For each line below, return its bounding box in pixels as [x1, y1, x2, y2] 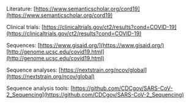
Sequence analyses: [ [6, 66, 61, 74]
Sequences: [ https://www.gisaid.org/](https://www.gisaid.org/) [6, 42, 164, 49]
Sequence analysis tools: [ [6, 85, 73, 92]
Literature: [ [6, 5, 36, 12]
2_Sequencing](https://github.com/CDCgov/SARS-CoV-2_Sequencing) [6, 91, 185, 98]
